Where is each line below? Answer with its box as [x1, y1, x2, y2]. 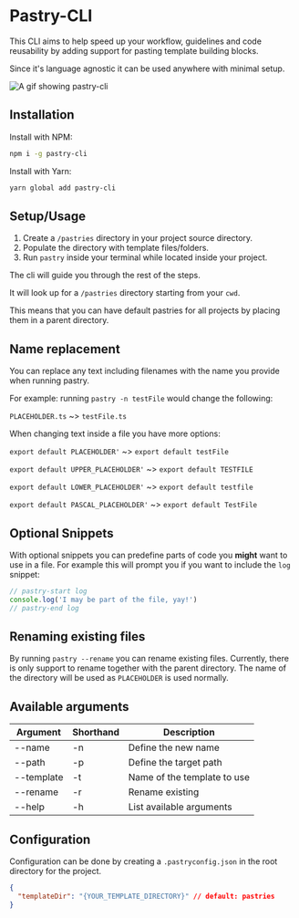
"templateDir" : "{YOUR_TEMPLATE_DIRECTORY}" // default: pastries [17, 892, 275, 901]
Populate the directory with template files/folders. [22, 243, 210, 254]
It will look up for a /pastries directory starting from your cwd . [9, 287, 241, 298]
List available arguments [128, 800, 232, 813]
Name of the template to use [128, 771, 251, 784]
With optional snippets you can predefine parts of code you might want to [9, 549, 288, 560]
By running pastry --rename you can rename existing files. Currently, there [9, 653, 290, 664]
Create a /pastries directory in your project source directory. [22, 233, 253, 244]
